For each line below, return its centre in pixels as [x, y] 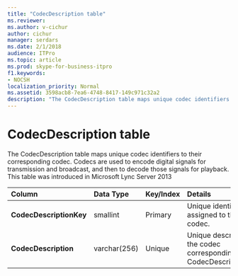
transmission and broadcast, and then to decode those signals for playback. [118, 169]
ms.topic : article [34, 60]
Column [24, 194]
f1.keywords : [27, 73]
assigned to [206, 214]
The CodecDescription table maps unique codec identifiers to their [105, 154]
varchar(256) [116, 248]
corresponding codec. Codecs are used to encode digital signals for [107, 161]
